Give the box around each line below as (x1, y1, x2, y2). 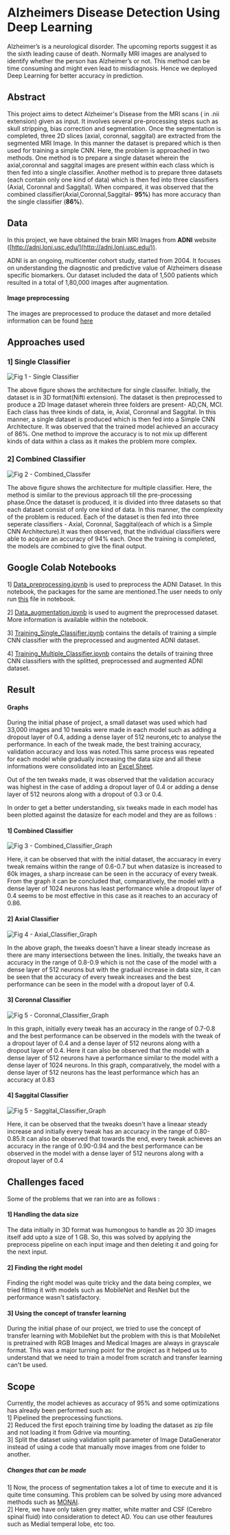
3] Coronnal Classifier (7, 996, 71, 1004)
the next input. (7, 1247, 48, 1256)
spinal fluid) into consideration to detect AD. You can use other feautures (7, 1512, 214, 1521)
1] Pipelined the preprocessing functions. (7, 1414, 124, 1422)
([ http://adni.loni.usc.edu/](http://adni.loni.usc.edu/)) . (7, 243, 157, 251)
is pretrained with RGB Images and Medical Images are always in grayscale (7, 1339, 220, 1347)
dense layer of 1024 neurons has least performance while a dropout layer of (7, 884, 222, 892)
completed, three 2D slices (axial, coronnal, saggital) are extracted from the (7, 131, 221, 140)
